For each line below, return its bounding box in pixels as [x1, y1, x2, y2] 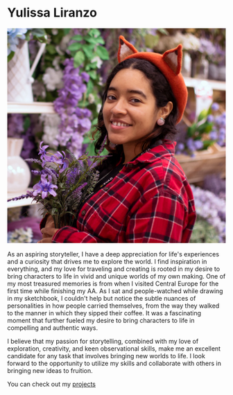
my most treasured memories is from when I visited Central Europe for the [7, 279, 219, 288]
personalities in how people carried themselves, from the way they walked [7, 301, 220, 310]
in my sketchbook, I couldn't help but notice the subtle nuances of [7, 295, 196, 303]
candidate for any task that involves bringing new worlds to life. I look [7, 352, 206, 360]
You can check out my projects [7, 380, 96, 389]
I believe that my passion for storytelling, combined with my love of [7, 337, 199, 346]
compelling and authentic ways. [7, 324, 98, 332]
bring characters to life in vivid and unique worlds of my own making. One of [7, 272, 226, 281]
